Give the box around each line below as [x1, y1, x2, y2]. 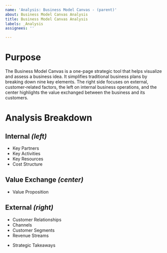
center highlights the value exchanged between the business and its [5, 89, 146, 95]
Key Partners [12, 145, 39, 151]
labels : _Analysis [5, 21, 43, 26]
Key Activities [12, 151, 41, 157]
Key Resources [12, 156, 43, 162]
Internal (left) [5, 132, 47, 140]
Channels [12, 222, 32, 228]
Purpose [5, 52, 41, 63]
